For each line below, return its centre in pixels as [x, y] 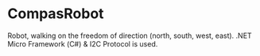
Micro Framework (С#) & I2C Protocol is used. [83, 43]
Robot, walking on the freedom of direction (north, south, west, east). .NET [130, 35]
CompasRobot [56, 14]
